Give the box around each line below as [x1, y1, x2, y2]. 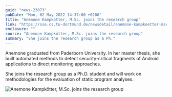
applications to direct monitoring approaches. [5, 61, 101, 67]
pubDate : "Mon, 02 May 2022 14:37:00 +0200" [5, 12, 102, 17]
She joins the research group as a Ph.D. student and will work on [5, 70, 142, 77]
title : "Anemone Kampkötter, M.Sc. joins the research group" [5, 17, 141, 22]
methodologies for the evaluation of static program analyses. [5, 76, 134, 82]
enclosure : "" [5, 27, 36, 32]
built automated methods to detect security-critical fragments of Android [5, 55, 159, 61]
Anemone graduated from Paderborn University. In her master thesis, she [5, 50, 160, 56]
